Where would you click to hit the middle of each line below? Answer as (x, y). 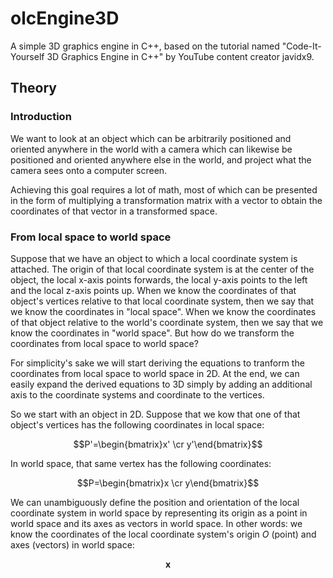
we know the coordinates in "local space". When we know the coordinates (163, 311)
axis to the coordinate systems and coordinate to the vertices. (137, 394)
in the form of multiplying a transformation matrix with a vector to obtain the (166, 200)
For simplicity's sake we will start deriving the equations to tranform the (157, 363)
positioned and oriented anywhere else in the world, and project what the (161, 159)
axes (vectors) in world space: (72, 544)
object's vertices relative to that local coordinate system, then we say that (162, 301)
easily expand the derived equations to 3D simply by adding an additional (161, 384)
